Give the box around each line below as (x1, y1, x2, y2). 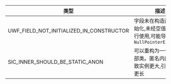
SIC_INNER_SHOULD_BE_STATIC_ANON (8, 59, 103, 65)
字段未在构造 (134, 17, 165, 24)
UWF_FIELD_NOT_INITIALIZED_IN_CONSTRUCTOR (8, 27, 129, 34)
